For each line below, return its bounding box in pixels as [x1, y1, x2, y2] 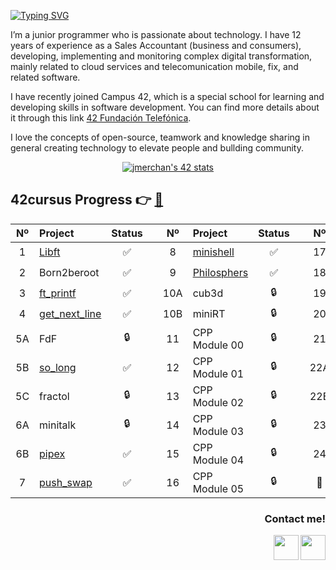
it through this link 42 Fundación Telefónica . [10, 112, 192, 124]
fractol [39, 389, 70, 403]
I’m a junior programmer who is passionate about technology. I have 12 [10, 29, 302, 40]
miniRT [192, 307, 226, 321]
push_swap [39, 475, 93, 489]
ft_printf [39, 286, 77, 300]
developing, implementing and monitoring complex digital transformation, [10, 50, 313, 62]
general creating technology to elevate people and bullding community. [10, 142, 304, 154]
